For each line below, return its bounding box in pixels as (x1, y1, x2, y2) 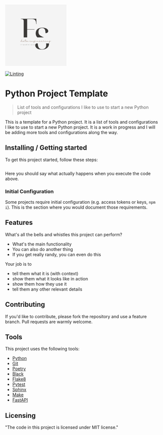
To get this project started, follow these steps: (5, 157, 98, 163)
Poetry (12, 366, 26, 372)
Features (5, 218, 33, 227)
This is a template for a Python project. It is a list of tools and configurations (5, 119, 158, 125)
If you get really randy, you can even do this (12, 251, 102, 257)
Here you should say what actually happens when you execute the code (5, 170, 151, 176)
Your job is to (5, 261, 32, 267)
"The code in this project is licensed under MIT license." (5, 424, 119, 431)
